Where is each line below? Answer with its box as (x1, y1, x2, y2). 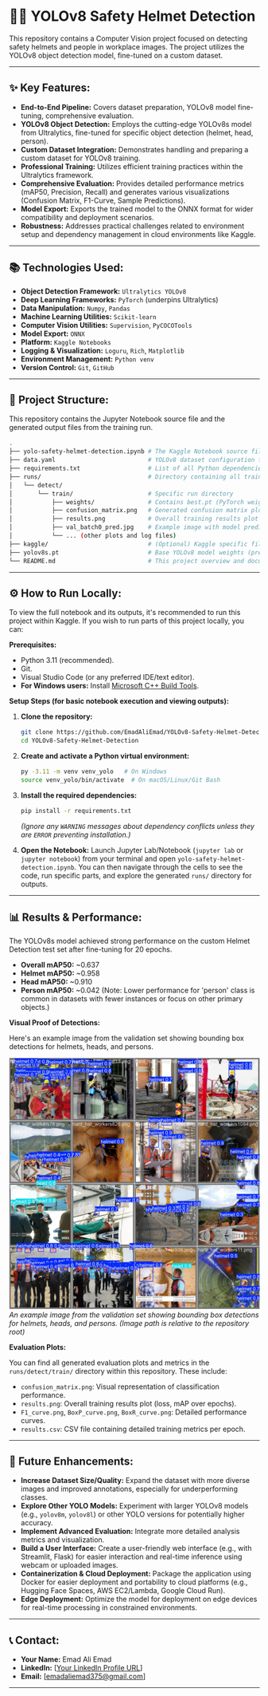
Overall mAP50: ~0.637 (20, 960, 100, 969)
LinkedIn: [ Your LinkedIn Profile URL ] (20, 1663, 143, 1673)
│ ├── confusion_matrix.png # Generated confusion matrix (9, 507, 248, 515)
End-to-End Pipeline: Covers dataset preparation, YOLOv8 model (20, 102, 237, 112)
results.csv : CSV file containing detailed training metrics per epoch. (20, 1424, 246, 1434)
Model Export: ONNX (20, 329, 86, 338)
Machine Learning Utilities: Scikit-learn (20, 311, 157, 321)
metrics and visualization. (20, 1535, 105, 1544)
